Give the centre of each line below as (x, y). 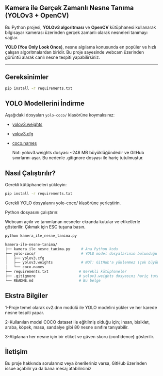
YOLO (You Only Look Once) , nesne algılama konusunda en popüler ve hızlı (81, 47)
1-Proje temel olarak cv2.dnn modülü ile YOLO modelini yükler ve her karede (81, 307)
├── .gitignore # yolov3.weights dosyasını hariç (77, 276)
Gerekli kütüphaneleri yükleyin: (36, 185)
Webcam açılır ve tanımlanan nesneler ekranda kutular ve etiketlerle (73, 222)
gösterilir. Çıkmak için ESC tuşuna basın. (45, 227)
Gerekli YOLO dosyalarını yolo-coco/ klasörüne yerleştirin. (63, 203)
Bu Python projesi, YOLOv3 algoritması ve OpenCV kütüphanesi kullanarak (81, 27)
